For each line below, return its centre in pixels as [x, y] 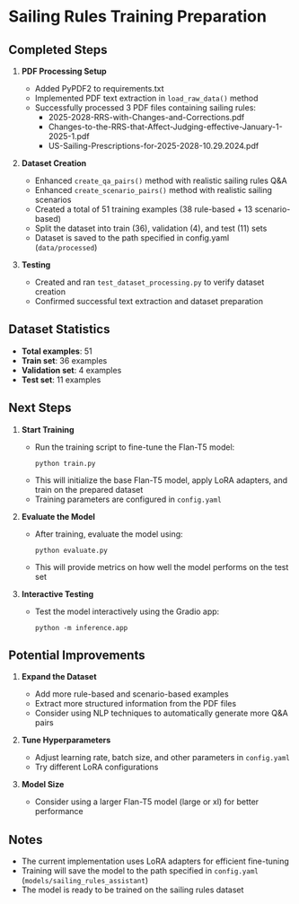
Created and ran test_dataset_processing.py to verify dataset [149, 282]
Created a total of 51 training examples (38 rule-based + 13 [144, 209]
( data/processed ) [66, 247]
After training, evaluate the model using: [109, 534]
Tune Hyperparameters [66, 740]
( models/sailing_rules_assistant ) [85, 881]
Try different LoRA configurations [97, 767]
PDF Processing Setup [64, 71]
